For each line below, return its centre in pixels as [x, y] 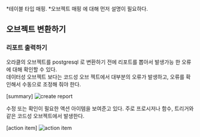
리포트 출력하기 [27, 48]
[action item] [22, 127]
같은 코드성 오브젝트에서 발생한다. [45, 116]
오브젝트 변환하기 [36, 29]
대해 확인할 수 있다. [35, 69]
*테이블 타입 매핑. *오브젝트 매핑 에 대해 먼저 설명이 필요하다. [77, 9]
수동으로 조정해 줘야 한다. [52, 84]
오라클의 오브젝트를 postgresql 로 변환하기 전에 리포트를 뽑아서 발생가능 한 [93, 62]
